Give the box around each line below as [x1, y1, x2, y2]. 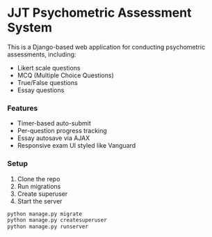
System [7, 20, 53, 36]
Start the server [17, 197, 63, 205]
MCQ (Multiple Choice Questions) [17, 71, 115, 79]
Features [7, 103, 38, 113]
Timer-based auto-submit [17, 119, 92, 128]
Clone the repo [17, 174, 60, 183]
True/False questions [17, 78, 78, 86]
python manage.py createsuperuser [7, 217, 108, 224]
